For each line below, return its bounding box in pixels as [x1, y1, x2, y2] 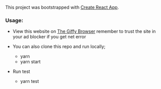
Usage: [5, 17, 24, 24]
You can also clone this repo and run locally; [12, 43, 106, 50]
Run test [12, 68, 30, 75]
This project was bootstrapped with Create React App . [5, 5, 119, 10]
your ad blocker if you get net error [12, 34, 86, 40]
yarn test [20, 78, 39, 84]
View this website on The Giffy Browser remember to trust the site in [12, 28, 156, 34]
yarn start [20, 59, 41, 65]
